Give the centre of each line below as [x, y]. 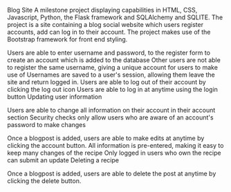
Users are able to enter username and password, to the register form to [109, 52]
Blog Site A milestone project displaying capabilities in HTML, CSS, [102, 10]
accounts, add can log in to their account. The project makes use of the [109, 32]
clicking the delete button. [44, 181]
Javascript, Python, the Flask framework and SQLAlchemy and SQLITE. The [115, 17]
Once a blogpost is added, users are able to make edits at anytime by [106, 138]
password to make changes [47, 125]
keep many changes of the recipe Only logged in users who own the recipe [114, 153]
